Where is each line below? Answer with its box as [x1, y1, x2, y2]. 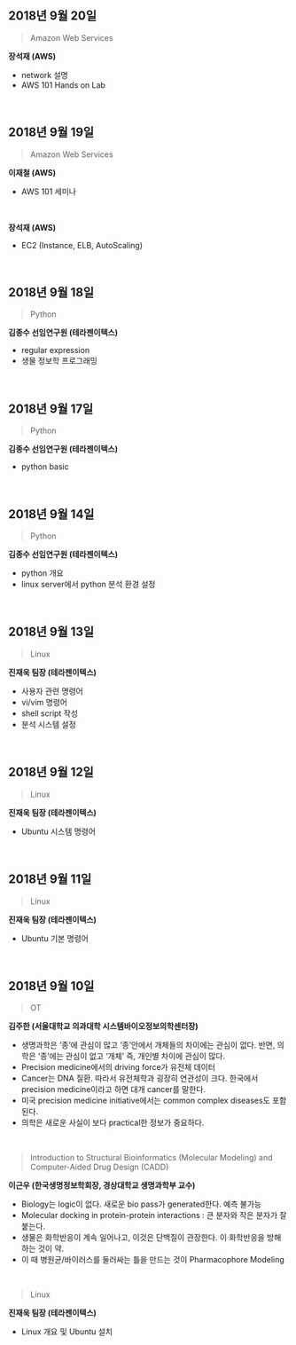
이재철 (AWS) [8, 167, 57, 177]
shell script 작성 [20, 708, 79, 719]
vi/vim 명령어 [20, 696, 68, 707]
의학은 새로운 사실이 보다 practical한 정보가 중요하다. [20, 1117, 205, 1129]
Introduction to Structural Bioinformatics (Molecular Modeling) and [29, 1152, 273, 1163]
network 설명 [20, 69, 68, 80]
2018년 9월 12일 [8, 765, 94, 780]
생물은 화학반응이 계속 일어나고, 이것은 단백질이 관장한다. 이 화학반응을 [20, 1232, 265, 1243]
